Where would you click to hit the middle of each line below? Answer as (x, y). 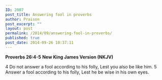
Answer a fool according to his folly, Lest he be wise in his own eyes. (77, 72)
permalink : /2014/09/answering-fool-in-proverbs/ (59, 33)
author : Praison (22, 19)
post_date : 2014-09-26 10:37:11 (39, 43)
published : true (22, 38)
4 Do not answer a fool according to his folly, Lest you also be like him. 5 (81, 66)
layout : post (19, 29)
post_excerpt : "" (24, 24)
